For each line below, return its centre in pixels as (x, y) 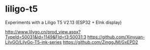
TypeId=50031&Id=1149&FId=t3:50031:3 (46, 37)
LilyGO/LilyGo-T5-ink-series (33, 42)
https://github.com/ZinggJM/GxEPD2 (101, 42)
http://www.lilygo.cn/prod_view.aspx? (43, 32)
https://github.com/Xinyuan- (116, 37)
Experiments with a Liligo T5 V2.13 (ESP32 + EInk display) (63, 22)
